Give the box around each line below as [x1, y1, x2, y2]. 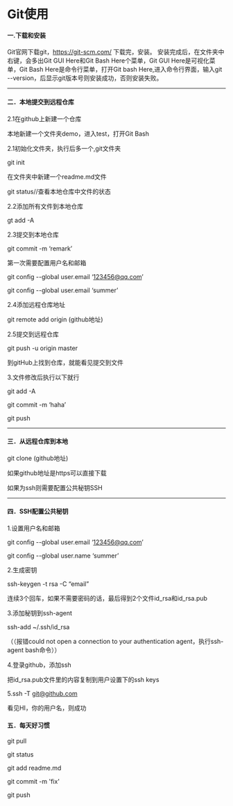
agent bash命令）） [7, 646, 61, 654]
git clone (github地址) [7, 454, 69, 462]
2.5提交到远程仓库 [7, 330, 59, 338]
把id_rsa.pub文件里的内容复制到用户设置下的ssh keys [7, 676, 159, 683]
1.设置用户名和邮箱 [7, 524, 60, 532]
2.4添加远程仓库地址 [7, 300, 66, 308]
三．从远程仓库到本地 [7, 437, 68, 445]
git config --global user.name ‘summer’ [7, 551, 119, 560]
